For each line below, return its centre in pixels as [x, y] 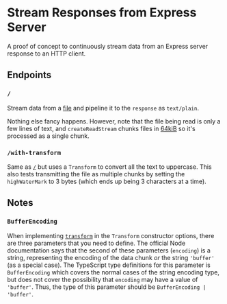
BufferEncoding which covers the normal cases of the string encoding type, [113, 272]
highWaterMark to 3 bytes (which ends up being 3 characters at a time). [107, 181]
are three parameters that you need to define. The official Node [96, 243]
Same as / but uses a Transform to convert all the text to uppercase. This [109, 167]
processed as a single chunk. [49, 136]
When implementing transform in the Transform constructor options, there [111, 235]
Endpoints [29, 75]
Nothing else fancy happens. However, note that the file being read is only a [114, 121]
